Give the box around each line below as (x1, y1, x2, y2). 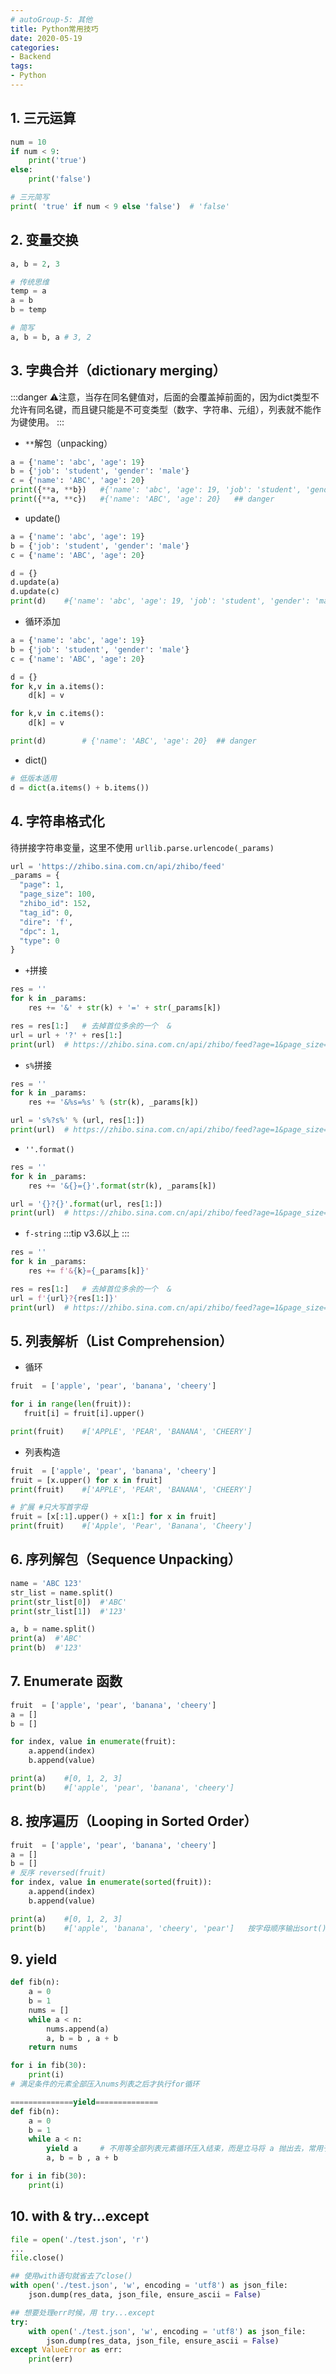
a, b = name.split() (10, 1624, 97, 1635)
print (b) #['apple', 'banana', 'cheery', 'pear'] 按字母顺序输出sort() (10, 1923, 327, 1933)
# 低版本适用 (10, 773, 57, 783)
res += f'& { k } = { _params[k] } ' (28, 1266, 150, 1276)
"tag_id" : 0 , (19, 907, 74, 918)
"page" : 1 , (19, 880, 65, 890)
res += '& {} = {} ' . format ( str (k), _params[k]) (28, 1181, 217, 1191)
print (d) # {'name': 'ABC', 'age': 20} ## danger (10, 736, 257, 746)
